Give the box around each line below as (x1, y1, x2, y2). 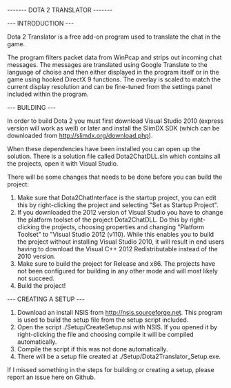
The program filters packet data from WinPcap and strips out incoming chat (7, 53, 222, 61)
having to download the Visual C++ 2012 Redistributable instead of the (17, 245, 219, 253)
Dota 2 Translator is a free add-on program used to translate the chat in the (7, 32, 221, 41)
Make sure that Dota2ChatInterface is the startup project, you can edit (17, 193, 217, 202)
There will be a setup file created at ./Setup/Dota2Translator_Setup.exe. (17, 352, 221, 360)
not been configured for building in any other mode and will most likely (17, 267, 219, 275)
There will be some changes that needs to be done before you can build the (7, 173, 223, 181)
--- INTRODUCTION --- (7, 19, 74, 27)
